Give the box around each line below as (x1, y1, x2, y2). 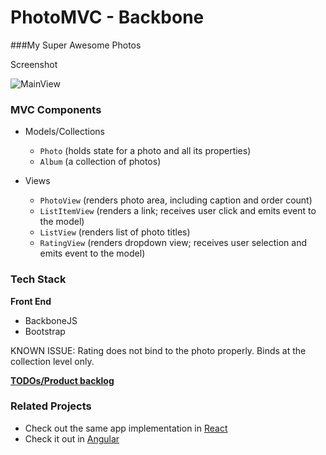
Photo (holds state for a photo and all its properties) (39, 145, 252, 157)
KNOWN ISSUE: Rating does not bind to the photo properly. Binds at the (10, 344, 307, 356)
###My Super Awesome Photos (10, 39, 142, 51)
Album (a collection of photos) (39, 156, 162, 168)
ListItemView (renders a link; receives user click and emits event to (39, 205, 317, 217)
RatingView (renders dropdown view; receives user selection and (39, 237, 308, 249)
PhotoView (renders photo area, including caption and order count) (39, 194, 313, 206)
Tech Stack (10, 272, 67, 286)
